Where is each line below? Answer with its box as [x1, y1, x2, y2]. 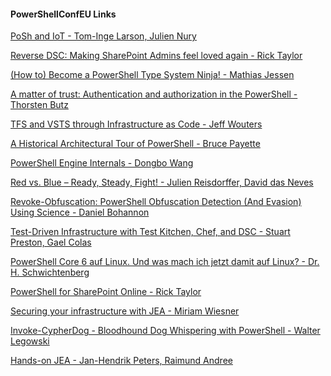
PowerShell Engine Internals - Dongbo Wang [10, 157, 194, 169]
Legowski [10, 335, 50, 347]
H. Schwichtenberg [10, 266, 90, 279]
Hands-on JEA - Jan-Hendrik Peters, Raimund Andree [10, 355, 233, 367]
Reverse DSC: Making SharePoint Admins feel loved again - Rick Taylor [10, 50, 303, 62]
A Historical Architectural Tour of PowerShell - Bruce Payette [10, 138, 261, 150]
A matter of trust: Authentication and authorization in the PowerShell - [10, 88, 298, 100]
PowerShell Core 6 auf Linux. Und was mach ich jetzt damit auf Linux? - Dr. [10, 256, 320, 268]
